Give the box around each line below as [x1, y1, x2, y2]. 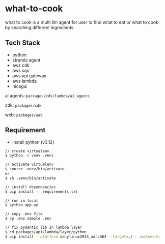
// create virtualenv [5, 149, 50, 153]
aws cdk [12, 62, 29, 68]
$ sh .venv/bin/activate [5, 176, 56, 181]
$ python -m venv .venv [5, 153, 54, 158]
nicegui [12, 83, 27, 89]
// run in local [5, 198, 38, 203]
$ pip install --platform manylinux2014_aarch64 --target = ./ [5, 234, 133, 239]
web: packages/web [5, 112, 43, 118]
